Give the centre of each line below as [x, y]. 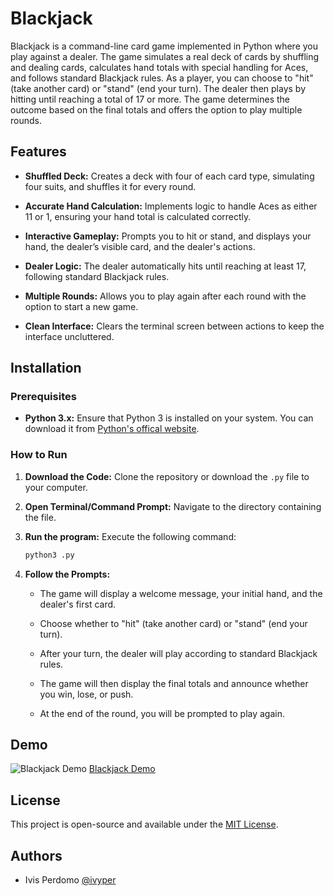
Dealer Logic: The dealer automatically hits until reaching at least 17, [165, 266]
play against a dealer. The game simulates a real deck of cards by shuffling [165, 56]
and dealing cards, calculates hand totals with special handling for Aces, [159, 67]
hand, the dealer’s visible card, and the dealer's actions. [140, 246]
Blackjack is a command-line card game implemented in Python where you [164, 46]
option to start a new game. [81, 306]
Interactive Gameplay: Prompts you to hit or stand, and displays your [168, 236]
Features [38, 152]
